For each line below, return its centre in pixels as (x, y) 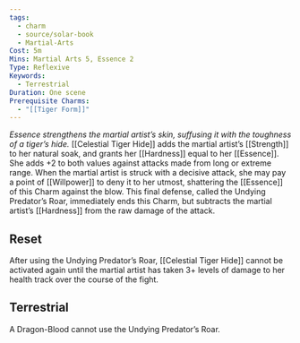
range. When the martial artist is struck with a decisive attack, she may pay (148, 173)
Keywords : (28, 76)
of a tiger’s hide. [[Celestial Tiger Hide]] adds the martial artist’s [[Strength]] (149, 144)
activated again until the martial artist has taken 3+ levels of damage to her (147, 270)
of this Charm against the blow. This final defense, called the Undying (137, 192)
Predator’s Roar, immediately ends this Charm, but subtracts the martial (141, 202)
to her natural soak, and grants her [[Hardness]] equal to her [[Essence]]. (144, 154)
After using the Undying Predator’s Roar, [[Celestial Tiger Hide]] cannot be (146, 261)
